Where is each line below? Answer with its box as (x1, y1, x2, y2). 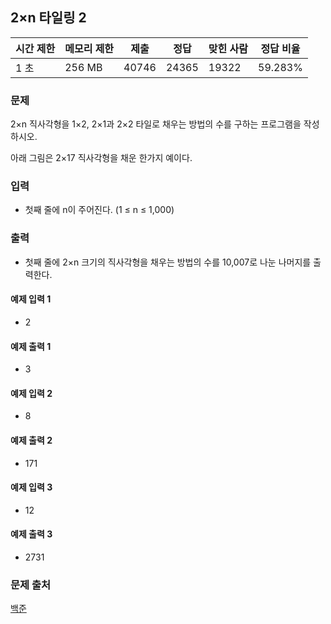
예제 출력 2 (10, 434, 53, 446)
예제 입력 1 (10, 293, 52, 305)
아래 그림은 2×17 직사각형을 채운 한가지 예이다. (10, 152, 193, 164)
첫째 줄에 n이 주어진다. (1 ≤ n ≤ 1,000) (24, 204, 175, 216)
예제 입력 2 (10, 387, 53, 399)
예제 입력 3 (10, 481, 53, 493)
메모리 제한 (64, 41, 115, 55)
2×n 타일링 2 (10, 9, 87, 27)
